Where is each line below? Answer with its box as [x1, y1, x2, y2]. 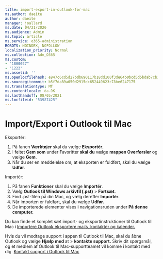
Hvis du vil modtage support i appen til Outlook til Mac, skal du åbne [5, 233, 142, 239]
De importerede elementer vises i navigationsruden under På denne [12, 204, 148, 210]
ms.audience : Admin [5, 30, 45, 35]
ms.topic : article [5, 35, 42, 39]
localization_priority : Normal [5, 48, 68, 52]
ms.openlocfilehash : [5, 75, 47, 80]
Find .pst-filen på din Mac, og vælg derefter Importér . [12, 194, 120, 200]
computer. [12, 209, 34, 215]
